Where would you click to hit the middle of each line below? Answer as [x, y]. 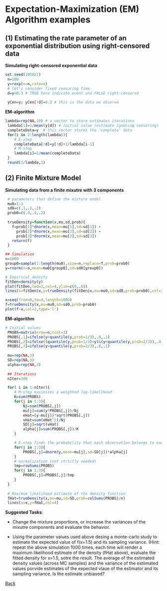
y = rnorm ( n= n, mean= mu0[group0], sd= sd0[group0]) [54, 268]
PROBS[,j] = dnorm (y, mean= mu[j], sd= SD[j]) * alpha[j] [75, 452]
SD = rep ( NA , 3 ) [21, 360]
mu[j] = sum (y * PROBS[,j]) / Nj [51, 411]
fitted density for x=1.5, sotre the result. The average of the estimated [83, 558]
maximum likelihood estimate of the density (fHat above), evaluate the [84, 553]
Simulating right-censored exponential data [51, 65]
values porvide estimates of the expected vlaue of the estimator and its [85, 569]
